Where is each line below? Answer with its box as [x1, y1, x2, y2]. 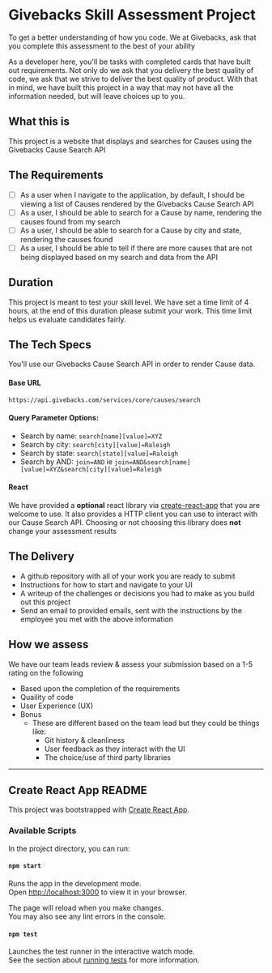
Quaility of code [19, 692, 74, 702]
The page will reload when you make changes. [8, 903, 164, 912]
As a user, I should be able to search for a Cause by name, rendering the [19, 207, 262, 217]
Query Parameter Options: [8, 413, 100, 423]
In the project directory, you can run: [8, 843, 130, 853]
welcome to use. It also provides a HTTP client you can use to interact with [8, 509, 258, 519]
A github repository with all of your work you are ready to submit [19, 571, 236, 581]
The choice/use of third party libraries [44, 752, 172, 762]
